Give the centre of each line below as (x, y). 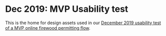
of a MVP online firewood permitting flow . (48, 28)
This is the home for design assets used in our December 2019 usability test (83, 23)
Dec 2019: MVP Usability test (67, 9)
